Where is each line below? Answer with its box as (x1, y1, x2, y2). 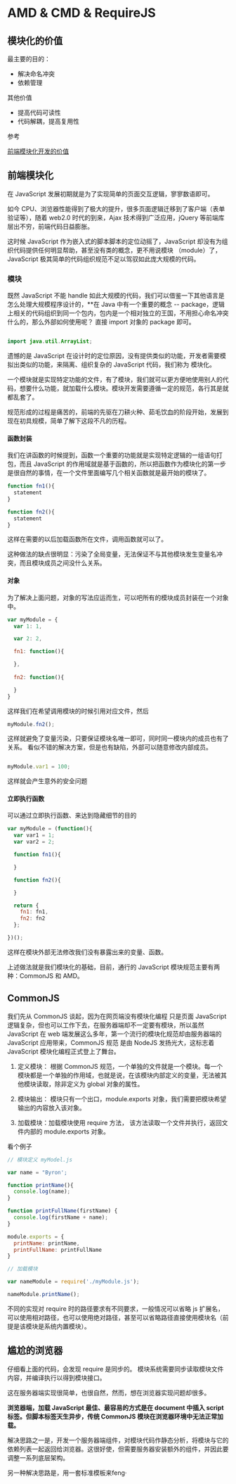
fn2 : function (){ (13, 673, 65, 680)
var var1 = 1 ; (13, 832, 55, 839)
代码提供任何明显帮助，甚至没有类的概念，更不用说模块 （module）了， (13, 246, 221, 254)
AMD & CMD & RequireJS (7, 5, 156, 21)
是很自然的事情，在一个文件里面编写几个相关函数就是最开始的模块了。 (7, 469, 211, 477)
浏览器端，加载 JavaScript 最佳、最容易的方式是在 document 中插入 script (7, 1403, 224, 1412)
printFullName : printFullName (13, 1246, 102, 1253)
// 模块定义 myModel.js (7, 1156, 72, 1163)
